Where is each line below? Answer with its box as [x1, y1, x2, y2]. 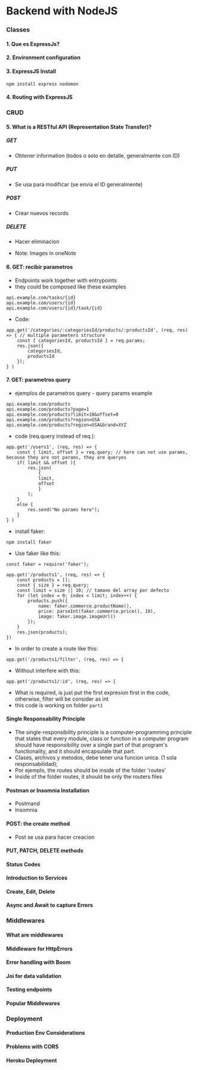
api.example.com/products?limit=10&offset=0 [6, 411, 119, 418]
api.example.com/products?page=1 [6, 406, 89, 412]
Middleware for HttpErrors [6, 945, 73, 952]
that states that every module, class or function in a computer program [14, 735, 189, 742]
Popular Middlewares [6, 1000, 60, 1007]
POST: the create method [6, 820, 70, 827]
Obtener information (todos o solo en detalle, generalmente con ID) [14, 152, 180, 159]
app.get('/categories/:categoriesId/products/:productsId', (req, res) [6, 327, 188, 333]
